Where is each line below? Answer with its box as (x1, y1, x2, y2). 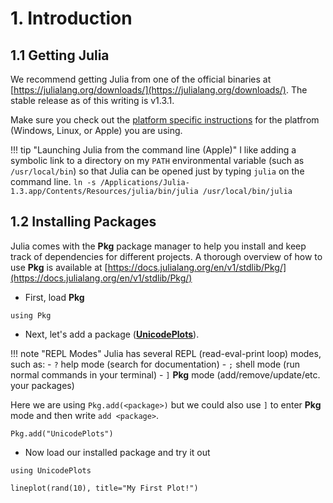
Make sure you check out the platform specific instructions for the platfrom (10, 114, 320, 126)
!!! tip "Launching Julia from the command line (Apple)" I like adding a (10, 144, 297, 156)
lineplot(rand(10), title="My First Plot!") (10, 483, 199, 493)
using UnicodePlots (10, 465, 92, 476)
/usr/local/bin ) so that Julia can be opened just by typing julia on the (10, 165, 305, 177)
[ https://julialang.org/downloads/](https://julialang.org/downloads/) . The (10, 84, 308, 96)
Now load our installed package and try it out (24, 446, 211, 458)
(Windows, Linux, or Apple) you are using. (10, 125, 183, 136)
